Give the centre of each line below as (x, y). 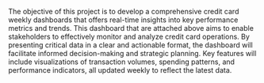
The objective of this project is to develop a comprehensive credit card (124, 11)
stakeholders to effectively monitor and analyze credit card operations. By (129, 36)
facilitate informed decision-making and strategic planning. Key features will (132, 53)
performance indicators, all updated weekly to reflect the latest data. (120, 70)
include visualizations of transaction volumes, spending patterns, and (122, 62)
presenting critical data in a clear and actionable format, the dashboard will (131, 45)
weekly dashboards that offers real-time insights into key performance (123, 20)
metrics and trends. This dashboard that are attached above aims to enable (131, 28)
